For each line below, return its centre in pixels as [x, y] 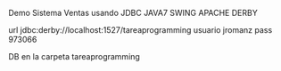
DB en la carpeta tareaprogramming [74, 56]
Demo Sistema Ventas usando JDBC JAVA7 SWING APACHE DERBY [133, 13]
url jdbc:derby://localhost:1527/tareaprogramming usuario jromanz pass [140, 30]
